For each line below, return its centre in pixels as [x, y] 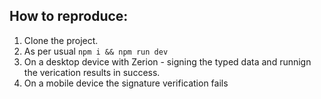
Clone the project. [61, 40]
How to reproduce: [69, 16]
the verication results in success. [92, 72]
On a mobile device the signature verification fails [126, 83]
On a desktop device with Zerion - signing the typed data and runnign [167, 61]
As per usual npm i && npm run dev [96, 51]
